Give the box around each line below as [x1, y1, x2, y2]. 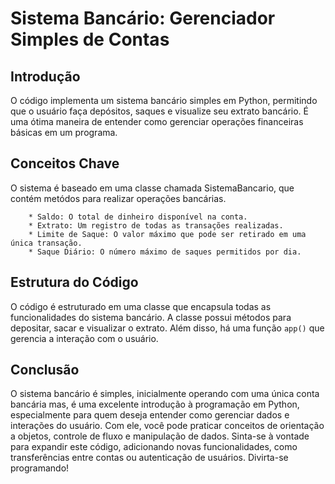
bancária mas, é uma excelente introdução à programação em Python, [10, 398, 300, 411]
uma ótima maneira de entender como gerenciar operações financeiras [10, 116, 304, 127]
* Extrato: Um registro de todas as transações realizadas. [28, 220, 284, 231]
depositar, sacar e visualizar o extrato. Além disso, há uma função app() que [10, 322, 325, 334]
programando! [10, 462, 70, 474]
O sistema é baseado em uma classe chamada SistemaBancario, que [10, 182, 295, 194]
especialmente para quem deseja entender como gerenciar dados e [10, 409, 290, 421]
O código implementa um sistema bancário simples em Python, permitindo [10, 95, 318, 106]
